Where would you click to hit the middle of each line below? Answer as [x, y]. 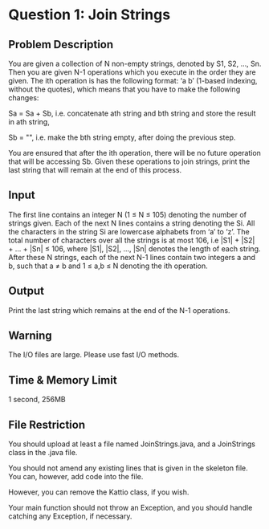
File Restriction [47, 424]
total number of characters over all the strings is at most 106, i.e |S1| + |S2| [132, 240]
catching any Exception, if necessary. [70, 516]
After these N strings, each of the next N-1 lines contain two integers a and [132, 257]
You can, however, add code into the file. [76, 477]
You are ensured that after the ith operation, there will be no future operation [134, 153]
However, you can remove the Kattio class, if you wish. [99, 492]
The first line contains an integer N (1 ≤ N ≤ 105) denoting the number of [128, 214]
